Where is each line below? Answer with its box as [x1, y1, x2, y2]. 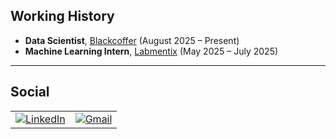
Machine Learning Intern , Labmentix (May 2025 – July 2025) [24, 45, 279, 57]
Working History [10, 8, 115, 25]
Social [10, 84, 50, 101]
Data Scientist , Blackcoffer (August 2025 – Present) [24, 34, 240, 46]
